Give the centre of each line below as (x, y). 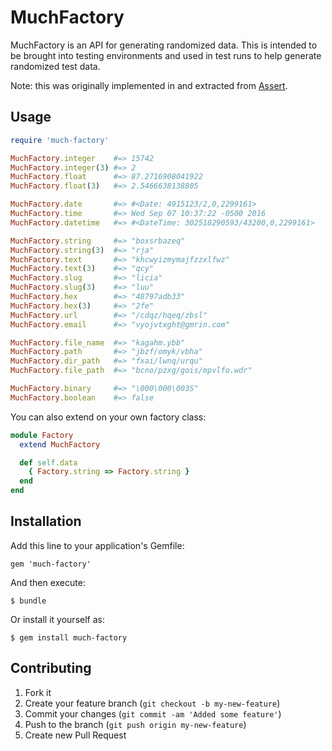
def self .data (48, 462)
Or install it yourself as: (57, 619)
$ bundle (28, 601)
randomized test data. (55, 66)
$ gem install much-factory (69, 637)
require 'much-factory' (60, 140)
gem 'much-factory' (51, 564)
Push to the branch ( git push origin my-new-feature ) (135, 724)
